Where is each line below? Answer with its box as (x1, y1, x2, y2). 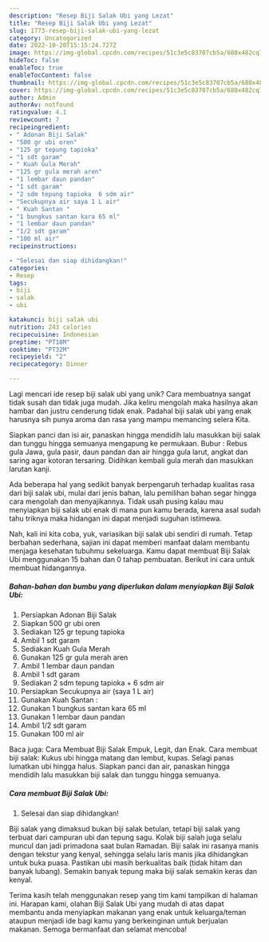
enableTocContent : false (9, 71, 92, 79)
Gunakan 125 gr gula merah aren (20, 653, 129, 662)
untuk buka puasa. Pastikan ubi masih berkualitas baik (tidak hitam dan (9, 857, 243, 868)
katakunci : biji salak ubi (9, 316, 99, 324)
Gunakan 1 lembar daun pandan (20, 712, 126, 721)
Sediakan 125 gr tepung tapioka (20, 627, 125, 637)
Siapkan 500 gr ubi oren (20, 618, 101, 628)
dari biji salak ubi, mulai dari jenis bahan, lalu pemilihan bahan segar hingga (9, 489, 257, 497)
